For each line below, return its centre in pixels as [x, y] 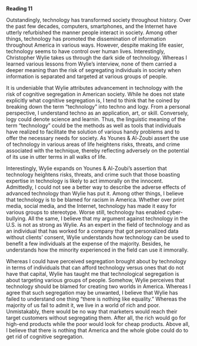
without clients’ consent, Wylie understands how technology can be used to [98, 237]
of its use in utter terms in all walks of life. [56, 157]
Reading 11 [19, 9]
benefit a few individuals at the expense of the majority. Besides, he [88, 244]
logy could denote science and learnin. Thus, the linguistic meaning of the [96, 119]
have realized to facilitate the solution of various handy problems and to [93, 132]
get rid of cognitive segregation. [45, 337]
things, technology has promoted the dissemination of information [86, 39]
